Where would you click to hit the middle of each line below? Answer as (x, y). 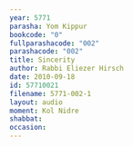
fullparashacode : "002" (55, 43)
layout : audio (36, 102)
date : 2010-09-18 (42, 77)
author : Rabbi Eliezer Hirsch (67, 69)
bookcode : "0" (36, 34)
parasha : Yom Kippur (49, 26)
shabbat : (26, 119)
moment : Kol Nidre (44, 111)
